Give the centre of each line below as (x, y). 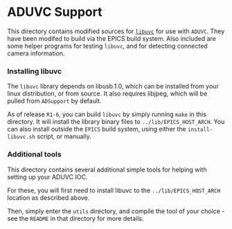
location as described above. (48, 197)
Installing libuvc (35, 71)
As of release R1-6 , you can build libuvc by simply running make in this (107, 114)
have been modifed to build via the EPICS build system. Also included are (112, 38)
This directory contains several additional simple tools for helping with (107, 170)
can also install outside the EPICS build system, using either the (97, 129)
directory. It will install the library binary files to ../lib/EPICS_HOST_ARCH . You (116, 122)
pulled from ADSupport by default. (54, 101)
